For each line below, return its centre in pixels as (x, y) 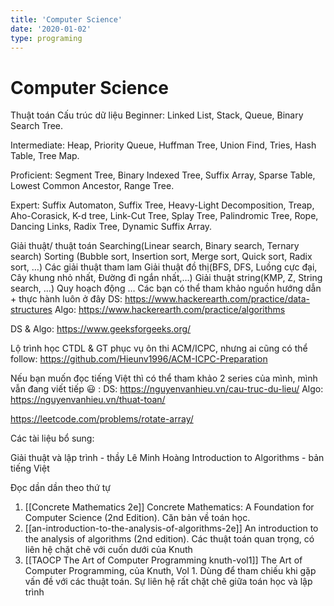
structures (31, 310)
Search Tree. (37, 126)
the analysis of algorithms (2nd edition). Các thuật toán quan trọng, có (169, 539)
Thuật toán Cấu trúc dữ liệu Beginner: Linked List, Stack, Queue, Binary (157, 115)
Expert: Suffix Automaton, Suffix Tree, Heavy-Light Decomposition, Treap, (162, 205)
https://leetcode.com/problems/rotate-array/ (102, 419)
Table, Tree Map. (45, 156)
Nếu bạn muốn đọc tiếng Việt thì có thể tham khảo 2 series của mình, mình (164, 378)
